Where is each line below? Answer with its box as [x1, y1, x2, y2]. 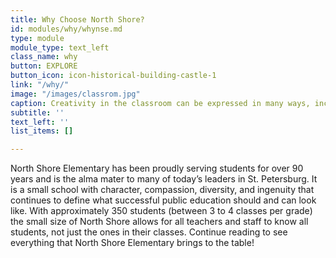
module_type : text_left [10, 42, 110, 53]
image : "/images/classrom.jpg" [10, 89, 141, 99]
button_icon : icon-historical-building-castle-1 [10, 71, 217, 81]
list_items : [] [10, 126, 74, 136]
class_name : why [10, 52, 78, 62]
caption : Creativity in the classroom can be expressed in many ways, [10, 98, 311, 108]
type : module [10, 33, 65, 43]
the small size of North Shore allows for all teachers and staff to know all [10, 216, 309, 228]
